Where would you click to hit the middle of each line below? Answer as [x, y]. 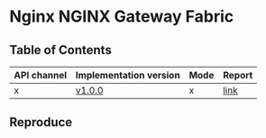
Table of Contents [61, 50]
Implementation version [128, 75]
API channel [41, 75]
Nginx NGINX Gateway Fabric [122, 17]
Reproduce [41, 122]
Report [238, 75]
